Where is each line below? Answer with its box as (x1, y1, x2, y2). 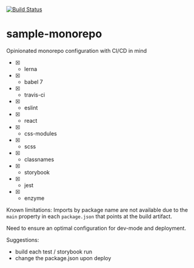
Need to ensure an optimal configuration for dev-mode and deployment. (6, 224, 187, 232)
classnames (24, 156, 55, 163)
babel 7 (24, 78, 44, 85)
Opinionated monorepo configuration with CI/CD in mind (6, 47, 147, 54)
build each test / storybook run (15, 248, 93, 255)
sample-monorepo (6, 27, 102, 41)
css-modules (24, 129, 58, 137)
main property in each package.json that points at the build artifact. (6, 213, 173, 220)
